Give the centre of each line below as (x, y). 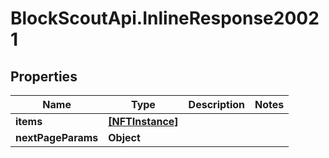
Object (124, 137)
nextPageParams (57, 137)
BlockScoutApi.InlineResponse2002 (165, 18)
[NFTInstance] (143, 121)
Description (217, 104)
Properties (44, 76)
